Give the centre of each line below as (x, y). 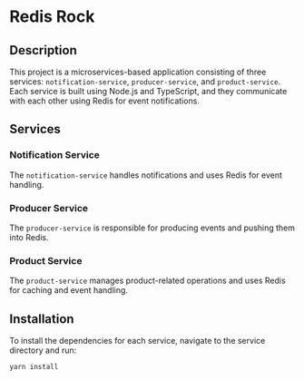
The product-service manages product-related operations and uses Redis (147, 281)
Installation (42, 319)
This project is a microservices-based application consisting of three (138, 72)
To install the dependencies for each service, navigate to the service (137, 341)
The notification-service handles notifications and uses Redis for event (146, 175)
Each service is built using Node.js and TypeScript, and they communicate (148, 91)
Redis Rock (52, 17)
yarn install (34, 367)
